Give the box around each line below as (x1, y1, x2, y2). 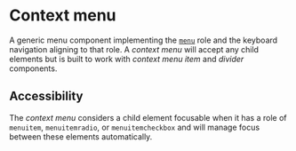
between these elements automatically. (9, 131, 153, 142)
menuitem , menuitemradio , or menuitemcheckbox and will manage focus (9, 122, 260, 132)
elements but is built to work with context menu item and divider (9, 53, 244, 64)
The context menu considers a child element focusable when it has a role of (9, 112, 287, 123)
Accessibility (9, 89, 84, 104)
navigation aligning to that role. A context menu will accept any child (9, 44, 260, 54)
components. (9, 63, 58, 74)
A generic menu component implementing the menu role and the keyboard (9, 35, 278, 45)
